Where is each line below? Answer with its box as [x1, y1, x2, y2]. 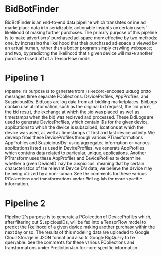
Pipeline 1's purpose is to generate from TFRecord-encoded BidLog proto [5, 88, 151, 94]
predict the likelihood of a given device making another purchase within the [5, 224, 155, 230]
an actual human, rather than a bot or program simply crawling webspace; [5, 45, 153, 51]
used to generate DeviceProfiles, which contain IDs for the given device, [5, 119, 149, 125]
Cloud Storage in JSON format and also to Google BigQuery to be [5, 234, 135, 240]
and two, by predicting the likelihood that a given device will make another [5, 50, 153, 56]
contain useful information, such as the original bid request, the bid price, [5, 104, 151, 109]
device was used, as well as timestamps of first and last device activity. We [5, 129, 155, 135]
